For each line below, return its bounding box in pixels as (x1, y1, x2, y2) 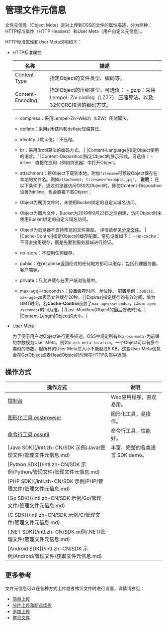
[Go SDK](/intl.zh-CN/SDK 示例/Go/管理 (7, 494, 102, 501)
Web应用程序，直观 (111, 394, 157, 401)
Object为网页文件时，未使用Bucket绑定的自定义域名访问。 (19, 199, 139, 205)
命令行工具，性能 (111, 427, 151, 434)
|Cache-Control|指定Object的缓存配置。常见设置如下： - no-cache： (19, 233, 161, 239)
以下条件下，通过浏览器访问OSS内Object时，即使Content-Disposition (19, 183, 162, 189)
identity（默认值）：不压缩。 (19, 136, 77, 142)
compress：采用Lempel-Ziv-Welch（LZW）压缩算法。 (19, 115, 131, 121)
